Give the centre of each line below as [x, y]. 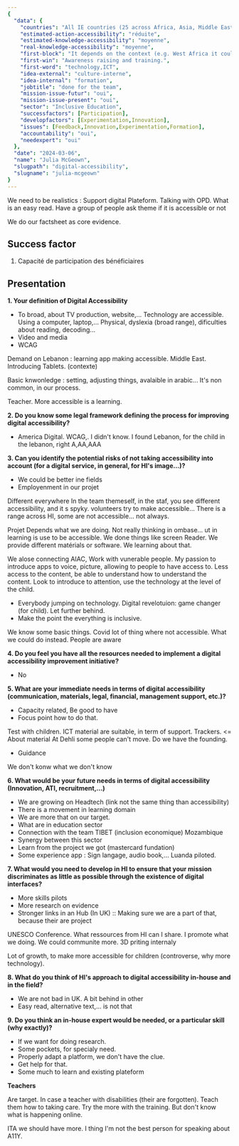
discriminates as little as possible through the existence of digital [106, 877]
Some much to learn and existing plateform [81, 1072]
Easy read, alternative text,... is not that [75, 1006]
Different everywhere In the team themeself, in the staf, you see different [114, 501]
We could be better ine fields [60, 480]
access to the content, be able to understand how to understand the [107, 574]
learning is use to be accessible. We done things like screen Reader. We [113, 538]
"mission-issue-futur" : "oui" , [67, 93]
